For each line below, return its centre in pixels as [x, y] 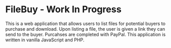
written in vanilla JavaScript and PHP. [45, 40]
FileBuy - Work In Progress [63, 9]
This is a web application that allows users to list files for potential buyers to [85, 23]
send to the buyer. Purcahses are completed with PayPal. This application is [85, 34]
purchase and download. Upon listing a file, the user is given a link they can [85, 29]
